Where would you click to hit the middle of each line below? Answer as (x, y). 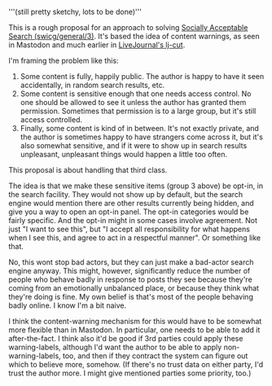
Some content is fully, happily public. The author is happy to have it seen (142, 76)
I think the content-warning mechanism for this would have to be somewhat (135, 321)
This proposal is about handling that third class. (88, 170)
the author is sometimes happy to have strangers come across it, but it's (141, 137)
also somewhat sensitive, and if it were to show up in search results (134, 145)
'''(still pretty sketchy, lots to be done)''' (75, 12)
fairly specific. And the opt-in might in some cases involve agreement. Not (133, 220)
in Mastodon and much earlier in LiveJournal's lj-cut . (97, 45)
